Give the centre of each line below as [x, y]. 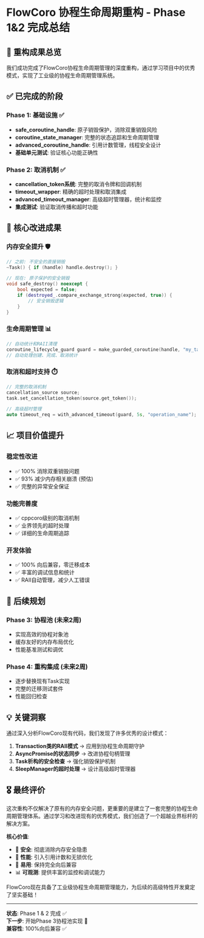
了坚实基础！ [22, 895]
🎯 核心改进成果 [34, 228]
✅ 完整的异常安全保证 [42, 486]
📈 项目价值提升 [36, 435]
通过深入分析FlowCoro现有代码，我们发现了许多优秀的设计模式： [87, 733]
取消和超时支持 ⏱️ [32, 372]
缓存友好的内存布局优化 [44, 642]
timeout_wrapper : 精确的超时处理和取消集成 [71, 192]
